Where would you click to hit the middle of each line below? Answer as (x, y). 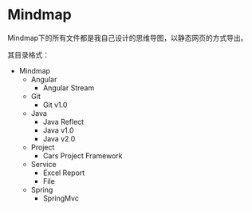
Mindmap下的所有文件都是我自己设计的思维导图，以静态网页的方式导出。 (128, 38)
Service (43, 164)
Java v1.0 (58, 130)
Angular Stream (69, 88)
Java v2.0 (59, 138)
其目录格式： (28, 54)
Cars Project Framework (83, 155)
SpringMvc (61, 198)
